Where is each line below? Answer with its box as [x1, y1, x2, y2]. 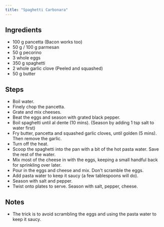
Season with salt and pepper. [12, 178, 73, 184]
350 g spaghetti [12, 60, 45, 66]
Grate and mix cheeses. [12, 109, 61, 115]
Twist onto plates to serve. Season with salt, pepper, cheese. [12, 183, 138, 190]
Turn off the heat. [12, 141, 48, 147]
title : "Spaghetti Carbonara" [5, 7, 68, 12]
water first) [12, 125, 35, 131]
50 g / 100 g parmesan [12, 44, 59, 50]
